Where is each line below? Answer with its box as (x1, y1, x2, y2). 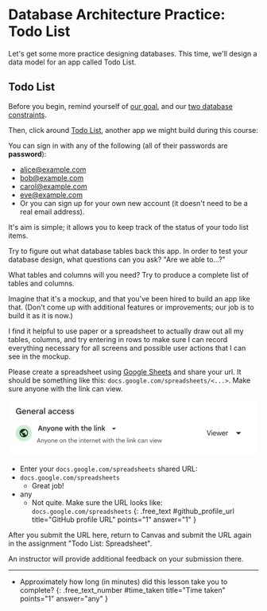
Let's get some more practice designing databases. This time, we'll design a (8, 49, 257, 58)
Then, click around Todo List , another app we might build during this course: (8, 125, 258, 134)
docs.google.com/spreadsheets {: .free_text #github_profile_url (31, 507, 234, 516)
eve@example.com (19, 189, 83, 200)
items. (8, 231, 29, 240)
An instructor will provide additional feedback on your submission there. (8, 555, 244, 564)
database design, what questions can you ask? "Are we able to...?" (8, 255, 226, 264)
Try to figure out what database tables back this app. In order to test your (8, 246, 249, 255)
